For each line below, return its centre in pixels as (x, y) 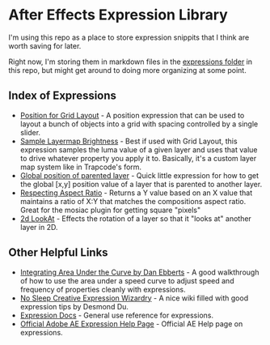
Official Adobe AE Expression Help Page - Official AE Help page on (131, 324)
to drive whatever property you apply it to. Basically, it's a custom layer (138, 158)
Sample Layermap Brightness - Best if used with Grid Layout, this (129, 141)
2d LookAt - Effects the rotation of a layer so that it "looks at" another (136, 218)
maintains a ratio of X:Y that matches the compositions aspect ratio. (133, 201)
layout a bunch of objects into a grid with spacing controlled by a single (139, 124)
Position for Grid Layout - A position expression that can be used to (132, 115)
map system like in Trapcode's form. (81, 167)
